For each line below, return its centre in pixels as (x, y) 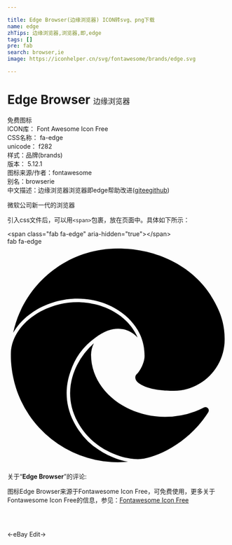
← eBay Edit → (27, 534)
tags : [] (20, 39)
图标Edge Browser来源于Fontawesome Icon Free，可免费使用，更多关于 (111, 491)
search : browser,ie (36, 53)
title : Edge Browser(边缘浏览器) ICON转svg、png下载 (81, 20)
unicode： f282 (30, 146)
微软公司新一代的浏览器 (41, 205)
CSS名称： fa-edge (35, 137)
